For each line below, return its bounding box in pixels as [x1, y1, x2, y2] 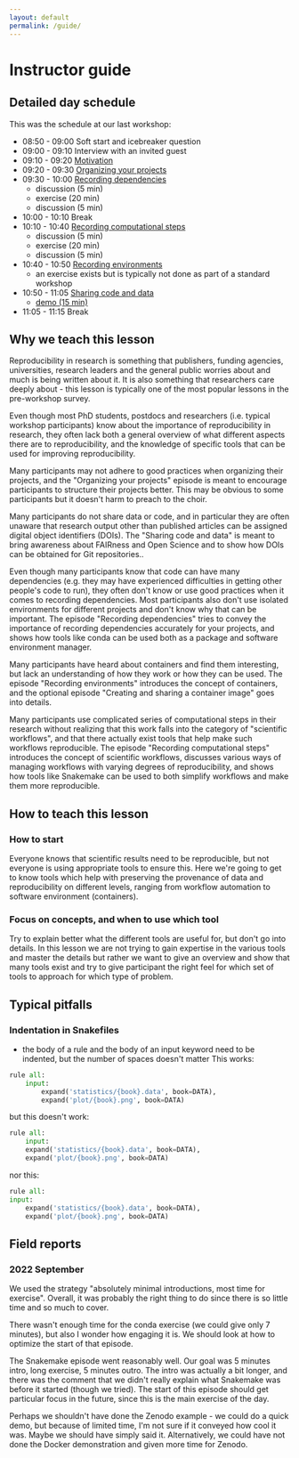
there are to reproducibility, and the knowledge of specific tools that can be [9, 439, 286, 450]
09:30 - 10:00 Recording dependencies [21, 174, 167, 184]
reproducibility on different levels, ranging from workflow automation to [9, 882, 271, 892]
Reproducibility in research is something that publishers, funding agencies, [9, 355, 284, 366]
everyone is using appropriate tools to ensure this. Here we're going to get [9, 863, 282, 873]
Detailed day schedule [9, 95, 136, 110]
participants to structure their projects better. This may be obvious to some [9, 484, 284, 495]
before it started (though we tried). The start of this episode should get [9, 1384, 269, 1395]
